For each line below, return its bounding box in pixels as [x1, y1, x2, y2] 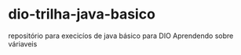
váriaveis [8, 39, 38, 48]
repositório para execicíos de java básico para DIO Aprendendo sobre [8, 31, 234, 40]
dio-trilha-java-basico [8, 5, 155, 23]
